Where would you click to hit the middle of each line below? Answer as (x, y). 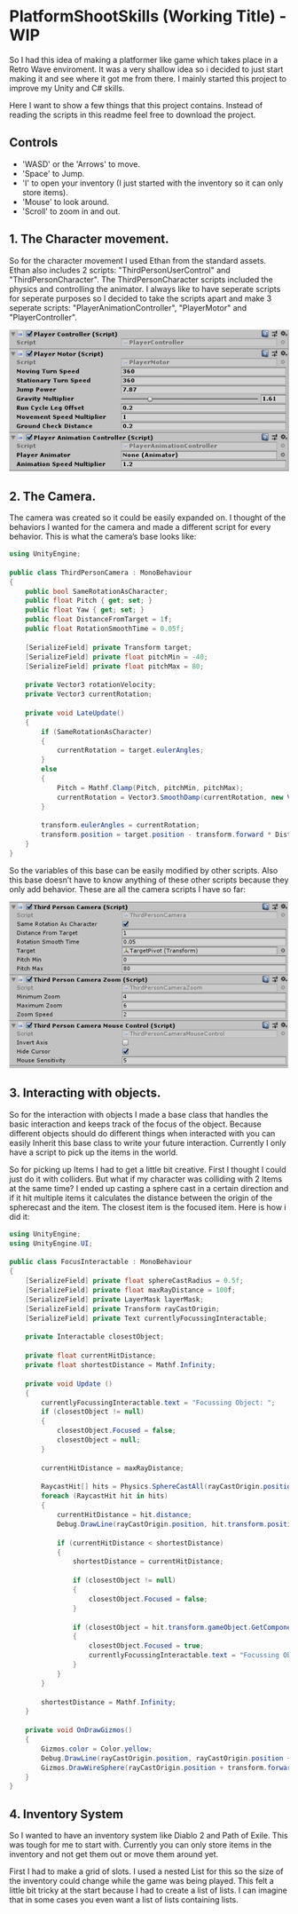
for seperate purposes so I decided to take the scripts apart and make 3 (141, 298)
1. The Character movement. (89, 239)
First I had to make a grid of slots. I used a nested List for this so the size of (146, 1871)
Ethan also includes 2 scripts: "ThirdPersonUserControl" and (120, 270)
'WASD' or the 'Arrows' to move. (81, 164)
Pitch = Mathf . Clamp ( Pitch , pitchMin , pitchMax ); (150, 787)
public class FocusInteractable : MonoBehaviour (101, 1262)
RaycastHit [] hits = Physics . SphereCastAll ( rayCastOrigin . (153, 1487)
